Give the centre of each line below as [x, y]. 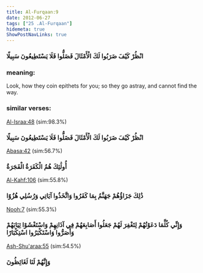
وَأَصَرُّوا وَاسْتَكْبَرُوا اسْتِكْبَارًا [40, 233]
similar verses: [29, 108]
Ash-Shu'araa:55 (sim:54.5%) [44, 246]
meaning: [21, 72]
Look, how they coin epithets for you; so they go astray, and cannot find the [102, 86]
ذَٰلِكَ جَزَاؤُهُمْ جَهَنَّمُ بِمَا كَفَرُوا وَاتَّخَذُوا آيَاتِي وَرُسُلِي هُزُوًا [75, 196]
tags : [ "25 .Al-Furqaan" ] [39, 23]
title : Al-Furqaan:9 [33, 12]
